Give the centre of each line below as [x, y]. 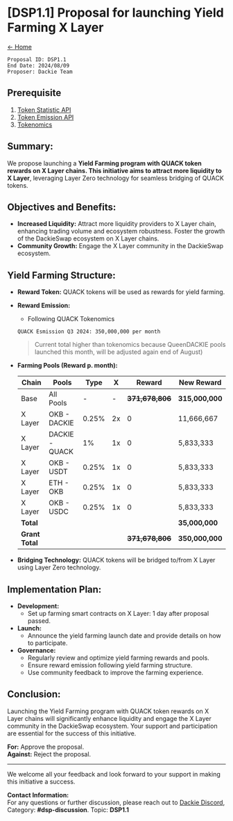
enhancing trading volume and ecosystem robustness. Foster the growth [121, 231]
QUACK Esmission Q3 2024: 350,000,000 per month [89, 332]
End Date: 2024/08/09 [38, 65]
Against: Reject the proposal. [49, 754]
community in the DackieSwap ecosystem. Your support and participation [112, 726]
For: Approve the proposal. [46, 747]
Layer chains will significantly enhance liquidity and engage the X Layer [109, 718]
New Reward [200, 382]
